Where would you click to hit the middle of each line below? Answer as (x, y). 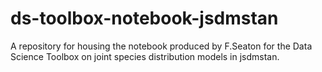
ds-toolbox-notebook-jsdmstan (144, 18)
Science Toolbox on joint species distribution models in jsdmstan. (145, 56)
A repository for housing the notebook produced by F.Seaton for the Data (161, 46)
